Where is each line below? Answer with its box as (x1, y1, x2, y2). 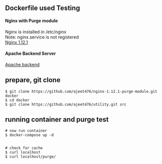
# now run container (5, 128, 48, 133)
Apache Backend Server (5, 50, 56, 56)
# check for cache (5, 146, 43, 151)
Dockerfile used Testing (5, 4, 80, 12)
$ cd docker (5, 97, 30, 103)
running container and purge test (5, 116, 109, 123)
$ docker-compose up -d (5, 133, 54, 138)
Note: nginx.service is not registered (5, 34, 79, 40)
